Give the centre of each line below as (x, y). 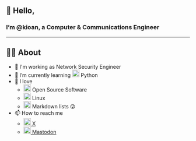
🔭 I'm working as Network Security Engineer (68, 66)
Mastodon (44, 132)
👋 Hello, (20, 11)
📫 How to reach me (38, 113)
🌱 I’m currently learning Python (56, 75)
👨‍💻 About (24, 53)
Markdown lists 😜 (54, 106)
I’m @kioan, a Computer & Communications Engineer (83, 27)
